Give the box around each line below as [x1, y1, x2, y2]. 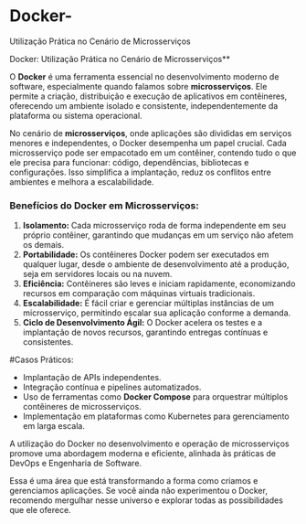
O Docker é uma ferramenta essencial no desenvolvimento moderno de [9, 70, 280, 82]
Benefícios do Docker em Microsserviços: [9, 198, 199, 211]
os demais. [22, 240, 65, 251]
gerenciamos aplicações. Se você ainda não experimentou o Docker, [9, 486, 268, 497]
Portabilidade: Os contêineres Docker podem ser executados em [22, 249, 269, 261]
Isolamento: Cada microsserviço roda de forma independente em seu [22, 220, 287, 231]
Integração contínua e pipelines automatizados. [22, 381, 202, 393]
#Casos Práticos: [9, 354, 74, 366]
